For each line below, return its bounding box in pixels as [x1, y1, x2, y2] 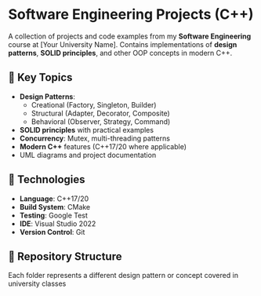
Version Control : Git [19, 227, 85, 236]
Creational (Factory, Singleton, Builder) [31, 100, 157, 109]
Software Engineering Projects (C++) [8, 5, 254, 24]
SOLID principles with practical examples [19, 125, 154, 134]
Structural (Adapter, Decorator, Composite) [31, 108, 170, 118]
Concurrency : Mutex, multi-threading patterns [19, 133, 171, 143]
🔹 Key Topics [8, 71, 73, 84]
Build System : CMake [19, 202, 91, 211]
